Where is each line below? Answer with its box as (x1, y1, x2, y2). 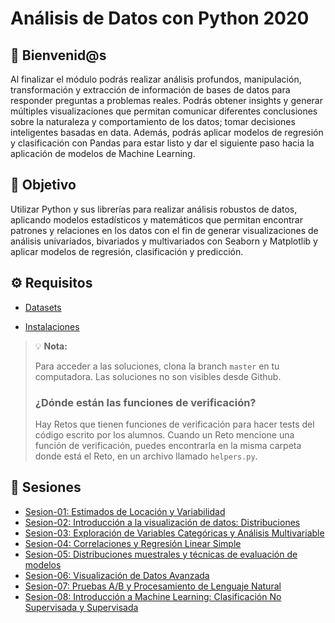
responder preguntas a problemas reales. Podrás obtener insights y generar (10, 95, 323, 106)
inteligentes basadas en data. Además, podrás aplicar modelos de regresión (10, 127, 324, 138)
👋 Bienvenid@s (10, 47, 107, 64)
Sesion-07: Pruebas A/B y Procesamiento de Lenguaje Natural (24, 580, 282, 592)
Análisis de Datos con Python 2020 (10, 7, 310, 30)
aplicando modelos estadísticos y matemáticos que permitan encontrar (10, 213, 303, 226)
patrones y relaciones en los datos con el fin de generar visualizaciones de (10, 224, 319, 236)
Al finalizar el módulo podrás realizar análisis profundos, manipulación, (10, 73, 302, 85)
